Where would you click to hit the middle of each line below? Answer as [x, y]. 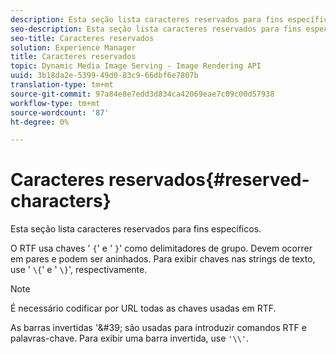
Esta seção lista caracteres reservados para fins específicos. [136, 229]
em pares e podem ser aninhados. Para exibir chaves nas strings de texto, [163, 259]
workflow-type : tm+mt [55, 103]
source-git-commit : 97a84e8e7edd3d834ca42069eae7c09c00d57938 [142, 94]
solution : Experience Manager [73, 47]
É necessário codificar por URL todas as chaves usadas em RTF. [143, 308]
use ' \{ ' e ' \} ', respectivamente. [79, 270]
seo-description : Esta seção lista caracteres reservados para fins [156, 29]
